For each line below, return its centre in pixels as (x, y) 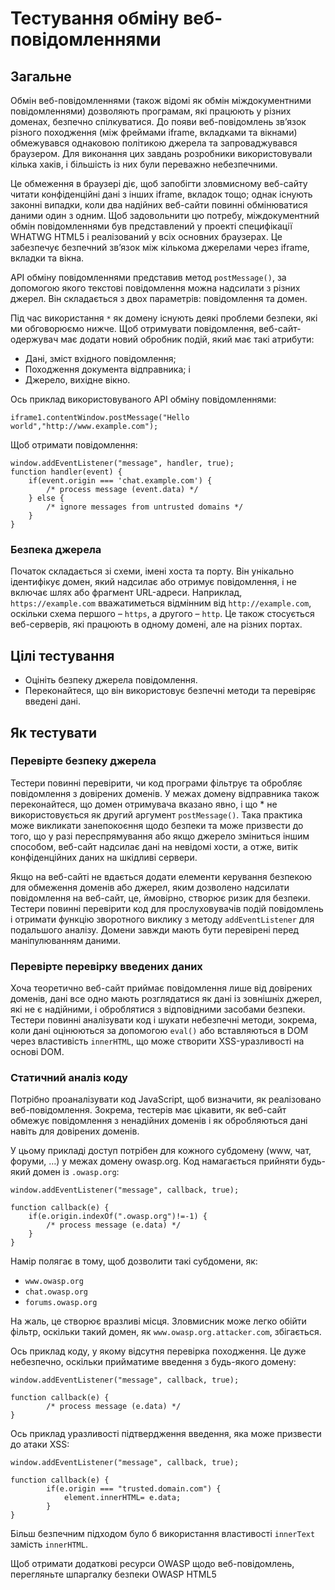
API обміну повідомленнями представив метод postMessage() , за (148, 277)
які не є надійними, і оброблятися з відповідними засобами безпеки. (158, 1009)
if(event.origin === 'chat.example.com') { (120, 481)
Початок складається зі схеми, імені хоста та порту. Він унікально (152, 571)
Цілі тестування (62, 655)
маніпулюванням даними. (66, 940)
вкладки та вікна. (47, 258)
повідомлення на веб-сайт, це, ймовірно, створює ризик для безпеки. (160, 898)
